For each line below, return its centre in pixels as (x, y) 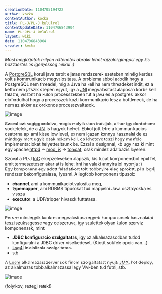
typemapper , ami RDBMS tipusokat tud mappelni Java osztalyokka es (82, 188)
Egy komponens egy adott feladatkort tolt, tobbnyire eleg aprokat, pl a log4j (80, 169)
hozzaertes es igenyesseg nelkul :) (40, 64)
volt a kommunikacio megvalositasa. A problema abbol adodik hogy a (74, 79)
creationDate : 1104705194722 (34, 9)
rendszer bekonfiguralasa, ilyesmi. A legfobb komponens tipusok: (70, 174)
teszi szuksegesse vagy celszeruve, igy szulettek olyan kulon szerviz (74, 223)
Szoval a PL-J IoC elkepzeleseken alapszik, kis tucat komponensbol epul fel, (81, 158)
